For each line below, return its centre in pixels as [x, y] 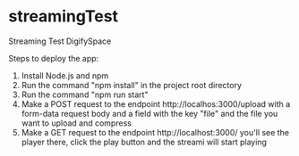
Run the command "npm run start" [85, 94]
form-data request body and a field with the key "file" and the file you [149, 113]
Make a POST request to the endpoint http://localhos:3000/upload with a [156, 103]
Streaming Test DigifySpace [60, 41]
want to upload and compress [76, 123]
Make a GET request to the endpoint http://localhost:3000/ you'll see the [155, 132]
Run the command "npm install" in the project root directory [132, 85]
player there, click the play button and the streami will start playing [144, 142]
